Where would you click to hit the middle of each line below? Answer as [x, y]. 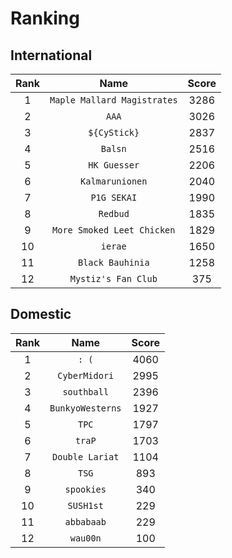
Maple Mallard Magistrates [113, 100]
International [51, 55]
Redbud [114, 213]
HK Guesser [114, 165]
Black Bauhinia [113, 262]
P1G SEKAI [114, 197]
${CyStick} [114, 132]
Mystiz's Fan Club [113, 278]
